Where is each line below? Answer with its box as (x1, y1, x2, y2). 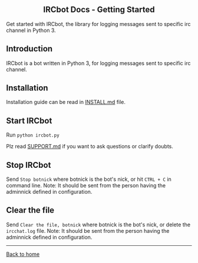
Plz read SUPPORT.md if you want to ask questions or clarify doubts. (6, 143, 174, 150)
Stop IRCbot (6, 160, 51, 170)
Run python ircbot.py (6, 131, 60, 138)
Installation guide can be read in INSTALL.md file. (6, 99, 126, 106)
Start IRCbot (6, 115, 52, 126)
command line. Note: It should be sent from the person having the (6, 182, 166, 189)
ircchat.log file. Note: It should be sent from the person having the (6, 227, 170, 234)
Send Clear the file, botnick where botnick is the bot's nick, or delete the (6, 221, 190, 228)
